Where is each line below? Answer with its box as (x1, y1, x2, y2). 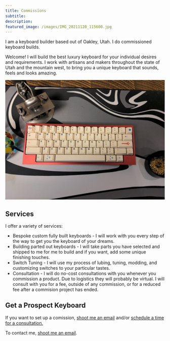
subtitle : (5, 13, 26, 19)
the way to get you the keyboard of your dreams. (12, 238, 115, 244)
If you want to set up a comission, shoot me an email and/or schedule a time (5, 314, 164, 321)
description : (5, 19, 33, 24)
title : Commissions (5, 8, 47, 13)
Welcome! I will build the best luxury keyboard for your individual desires (5, 54, 157, 60)
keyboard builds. (5, 44, 40, 50)
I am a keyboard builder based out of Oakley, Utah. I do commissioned (5, 38, 152, 45)
